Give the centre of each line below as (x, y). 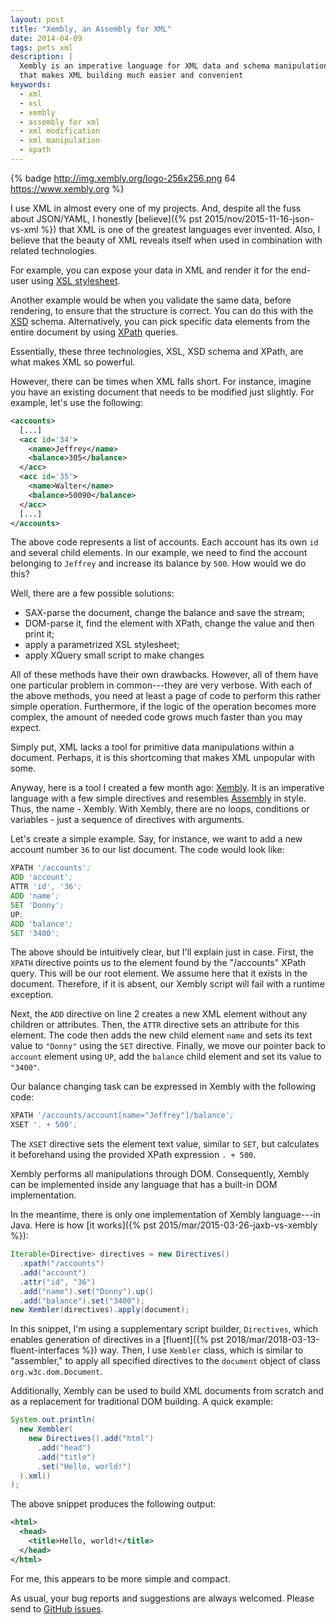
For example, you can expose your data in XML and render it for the (149, 270)
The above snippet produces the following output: (113, 1504)
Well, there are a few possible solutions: (92, 593)
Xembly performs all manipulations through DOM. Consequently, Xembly (160, 1174)
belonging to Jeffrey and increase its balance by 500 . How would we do (158, 563)
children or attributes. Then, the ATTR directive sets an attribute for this (155, 1025)
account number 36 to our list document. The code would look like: (147, 850)
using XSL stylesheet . (76, 280)
